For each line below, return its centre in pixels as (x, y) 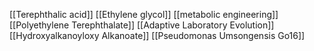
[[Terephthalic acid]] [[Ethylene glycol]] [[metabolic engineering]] (144, 14)
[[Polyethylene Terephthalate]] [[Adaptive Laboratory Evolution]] (142, 25)
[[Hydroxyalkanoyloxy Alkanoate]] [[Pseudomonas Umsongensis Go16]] (157, 35)
